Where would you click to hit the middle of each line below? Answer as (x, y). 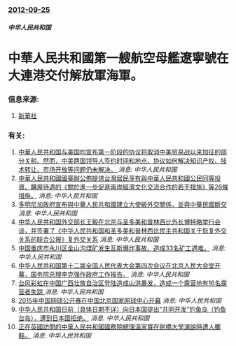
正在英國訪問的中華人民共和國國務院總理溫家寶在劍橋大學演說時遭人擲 (119, 327)
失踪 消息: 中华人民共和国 (67, 292)
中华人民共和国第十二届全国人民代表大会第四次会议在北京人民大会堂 (116, 266)
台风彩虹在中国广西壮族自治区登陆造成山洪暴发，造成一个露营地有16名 (119, 283)
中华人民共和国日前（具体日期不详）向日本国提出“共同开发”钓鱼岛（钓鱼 (122, 310)
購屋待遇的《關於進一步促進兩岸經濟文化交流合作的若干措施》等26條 (130, 187)
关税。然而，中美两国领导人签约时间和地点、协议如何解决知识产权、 (123, 161)
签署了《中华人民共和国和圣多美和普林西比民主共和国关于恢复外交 (132, 231)
